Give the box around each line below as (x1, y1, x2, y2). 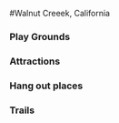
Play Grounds (9, 30, 71, 43)
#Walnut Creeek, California (9, 8, 111, 18)
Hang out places (9, 79, 84, 92)
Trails (9, 104, 35, 117)
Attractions (9, 55, 61, 67)
